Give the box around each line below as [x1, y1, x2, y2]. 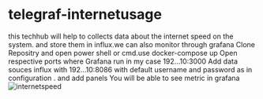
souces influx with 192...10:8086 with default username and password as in [8, 64, 253, 74]
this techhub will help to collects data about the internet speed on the [8, 31, 234, 41]
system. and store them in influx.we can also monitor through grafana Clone [8, 39, 255, 49]
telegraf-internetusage [8, 5, 162, 24]
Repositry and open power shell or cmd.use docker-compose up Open [8, 48, 238, 57]
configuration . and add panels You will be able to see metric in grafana [8, 73, 240, 82]
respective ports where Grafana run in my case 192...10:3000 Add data [8, 57, 239, 66]
